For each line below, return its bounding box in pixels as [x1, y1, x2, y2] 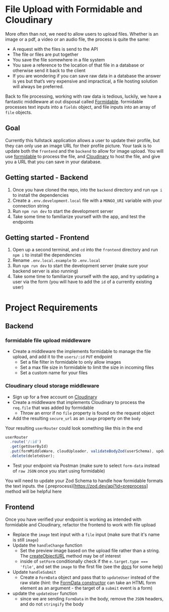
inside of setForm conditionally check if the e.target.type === [20, 558, 148, 564]
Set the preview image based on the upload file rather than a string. [20, 548, 160, 554]
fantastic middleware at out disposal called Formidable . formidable [5, 98, 143, 104]
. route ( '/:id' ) [10, 439, 42, 444]
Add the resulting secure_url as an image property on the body [12, 415, 141, 421]
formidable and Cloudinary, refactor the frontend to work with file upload [5, 521, 156, 527]
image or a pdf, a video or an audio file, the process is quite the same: [5, 36, 150, 42]
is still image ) [12, 536, 39, 542]
